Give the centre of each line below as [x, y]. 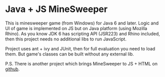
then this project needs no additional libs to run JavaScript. [66, 39]
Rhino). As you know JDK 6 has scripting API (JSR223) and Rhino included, [82, 33]
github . [12, 69]
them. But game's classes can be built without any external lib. [69, 54]
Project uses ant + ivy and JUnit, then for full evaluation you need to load [80, 48]
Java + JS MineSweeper [56, 9]
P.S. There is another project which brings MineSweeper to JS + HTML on [81, 63]
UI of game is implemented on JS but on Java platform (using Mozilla [76, 28]
